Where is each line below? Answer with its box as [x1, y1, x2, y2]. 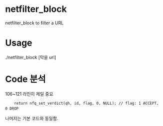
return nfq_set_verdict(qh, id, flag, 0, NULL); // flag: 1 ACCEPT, [14, 101, 159, 106]
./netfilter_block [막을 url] [5, 54, 56, 60]
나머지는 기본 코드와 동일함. [5, 115, 59, 121]
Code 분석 [5, 73, 46, 85]
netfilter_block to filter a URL [5, 20, 64, 26]
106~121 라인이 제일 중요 [5, 91, 54, 97]
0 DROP [5, 106, 19, 111]
